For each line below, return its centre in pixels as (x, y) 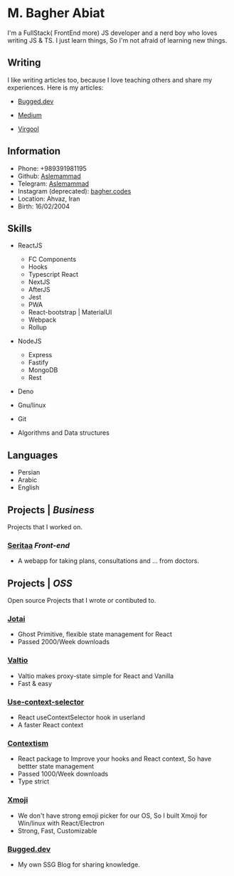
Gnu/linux (32, 405)
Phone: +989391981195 (52, 168)
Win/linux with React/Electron (61, 823)
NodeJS (30, 341)
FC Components (52, 259)
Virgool (28, 129)
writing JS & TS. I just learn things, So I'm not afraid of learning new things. (117, 40)
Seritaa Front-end (38, 545)
